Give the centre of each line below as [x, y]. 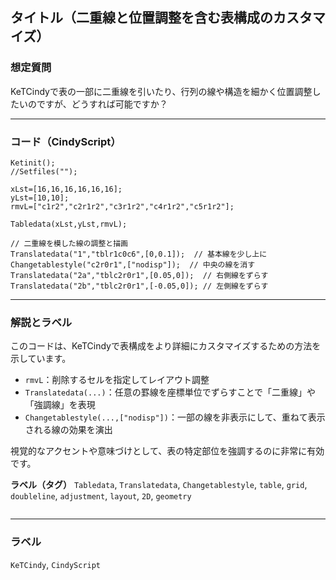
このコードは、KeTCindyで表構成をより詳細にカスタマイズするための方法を [166, 346]
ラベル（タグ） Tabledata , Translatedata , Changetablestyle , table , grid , [159, 485]
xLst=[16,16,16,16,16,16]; [66, 189]
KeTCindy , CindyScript [56, 564]
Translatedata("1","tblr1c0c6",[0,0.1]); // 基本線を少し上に [139, 254]
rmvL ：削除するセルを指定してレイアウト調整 [117, 380]
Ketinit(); [33, 163]
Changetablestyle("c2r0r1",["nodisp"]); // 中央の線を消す [133, 264]
